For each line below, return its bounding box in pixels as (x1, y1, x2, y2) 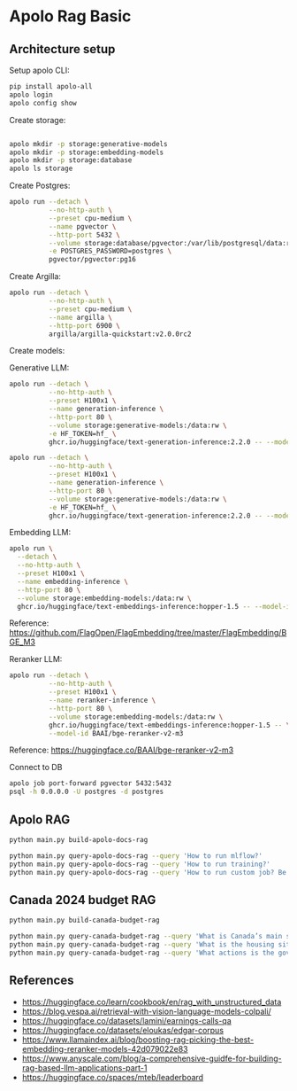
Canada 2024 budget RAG (9, 892, 156, 908)
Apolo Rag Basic (9, 6, 132, 27)
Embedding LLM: (9, 527, 72, 538)
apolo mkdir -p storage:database (9, 156, 133, 165)
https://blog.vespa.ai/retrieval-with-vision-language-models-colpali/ (21, 1006, 271, 1017)
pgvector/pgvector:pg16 (48, 255, 137, 264)
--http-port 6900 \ (48, 321, 121, 330)
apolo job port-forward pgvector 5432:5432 (9, 779, 172, 788)
